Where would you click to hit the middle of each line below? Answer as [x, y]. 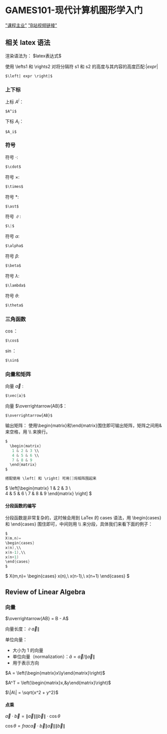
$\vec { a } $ [16, 396]
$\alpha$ [14, 246]
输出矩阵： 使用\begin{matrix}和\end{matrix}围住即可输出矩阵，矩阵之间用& [83, 426]
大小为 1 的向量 [28, 650]
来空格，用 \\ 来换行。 [28, 432]
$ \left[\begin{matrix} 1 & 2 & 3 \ [38, 488]
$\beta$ [13, 266]
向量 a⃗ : [14, 386]
